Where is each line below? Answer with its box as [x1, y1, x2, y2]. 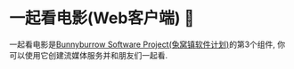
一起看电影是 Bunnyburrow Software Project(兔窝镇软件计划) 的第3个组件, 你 [9, 39, 286, 50]
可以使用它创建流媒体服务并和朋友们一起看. [9, 50, 168, 60]
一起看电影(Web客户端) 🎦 [9, 8, 195, 28]
